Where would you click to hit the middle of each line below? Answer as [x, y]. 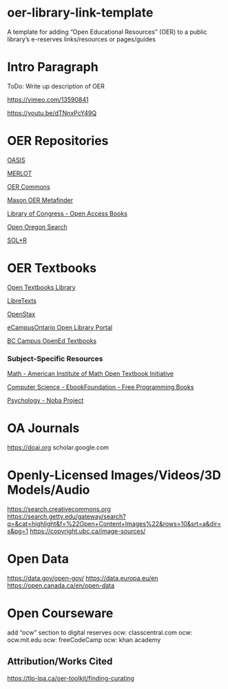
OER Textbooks [52, 268]
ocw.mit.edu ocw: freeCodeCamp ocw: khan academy [84, 639]
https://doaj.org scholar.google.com [58, 447]
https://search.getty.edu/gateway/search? [66, 516]
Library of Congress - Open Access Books [67, 213]
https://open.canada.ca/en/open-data [61, 585]
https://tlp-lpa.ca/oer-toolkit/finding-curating [71, 678]
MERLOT [20, 173]
